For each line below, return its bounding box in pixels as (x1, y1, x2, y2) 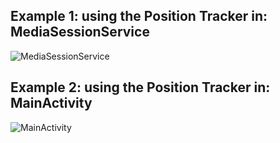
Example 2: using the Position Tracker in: (10, 79, 271, 96)
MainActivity (10, 95, 93, 112)
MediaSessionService (10, 24, 150, 41)
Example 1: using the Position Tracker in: (10, 8, 268, 25)
